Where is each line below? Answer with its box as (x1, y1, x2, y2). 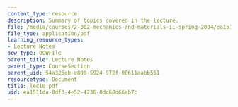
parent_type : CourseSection (7, 63, 91, 70)
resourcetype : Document (7, 75, 78, 83)
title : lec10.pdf (7, 82, 59, 89)
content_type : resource (7, 10, 78, 18)
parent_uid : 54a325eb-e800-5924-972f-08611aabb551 (7, 69, 160, 76)
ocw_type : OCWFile (7, 50, 62, 57)
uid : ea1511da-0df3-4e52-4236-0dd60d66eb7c (7, 89, 138, 96)
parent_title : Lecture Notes (7, 56, 93, 63)
